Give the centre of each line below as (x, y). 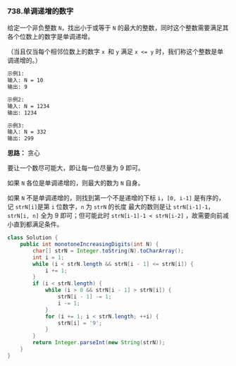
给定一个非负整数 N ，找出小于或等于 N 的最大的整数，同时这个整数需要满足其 (118, 28)
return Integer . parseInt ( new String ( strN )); (99, 343)
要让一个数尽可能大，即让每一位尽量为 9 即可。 (76, 168)
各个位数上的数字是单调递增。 (50, 37)
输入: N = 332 (27, 132)
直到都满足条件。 (38, 224)
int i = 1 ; (49, 257)
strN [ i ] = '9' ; (80, 323)
